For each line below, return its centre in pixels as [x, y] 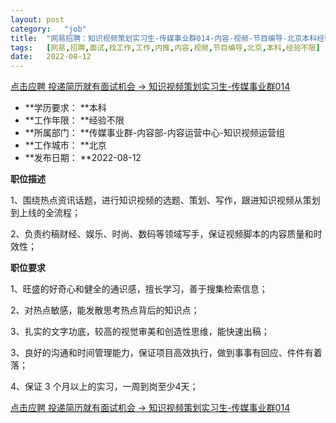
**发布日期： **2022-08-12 [83, 158]
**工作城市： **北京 [65, 145]
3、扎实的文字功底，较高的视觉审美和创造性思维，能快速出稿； [140, 332]
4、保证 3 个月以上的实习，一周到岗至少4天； [104, 387]
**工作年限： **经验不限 [74, 120]
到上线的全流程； [45, 213]
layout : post [37, 19]
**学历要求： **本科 [65, 108]
